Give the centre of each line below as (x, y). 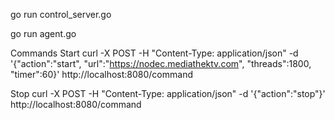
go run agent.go (43, 33)
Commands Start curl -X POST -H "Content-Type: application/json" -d (154, 53)
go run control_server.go (61, 14)
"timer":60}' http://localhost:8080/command (101, 74)
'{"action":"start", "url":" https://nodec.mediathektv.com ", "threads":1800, (161, 63)
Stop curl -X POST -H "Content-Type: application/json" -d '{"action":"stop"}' (168, 93)
